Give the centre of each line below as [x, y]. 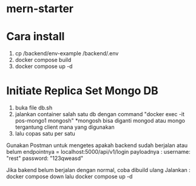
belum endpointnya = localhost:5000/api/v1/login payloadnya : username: [99, 152]
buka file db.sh [34, 108]
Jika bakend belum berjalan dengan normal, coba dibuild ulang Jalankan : [99, 170]
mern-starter [40, 9]
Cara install [35, 37]
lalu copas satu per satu [45, 134]
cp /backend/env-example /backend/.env [67, 53]
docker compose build [43, 60]
